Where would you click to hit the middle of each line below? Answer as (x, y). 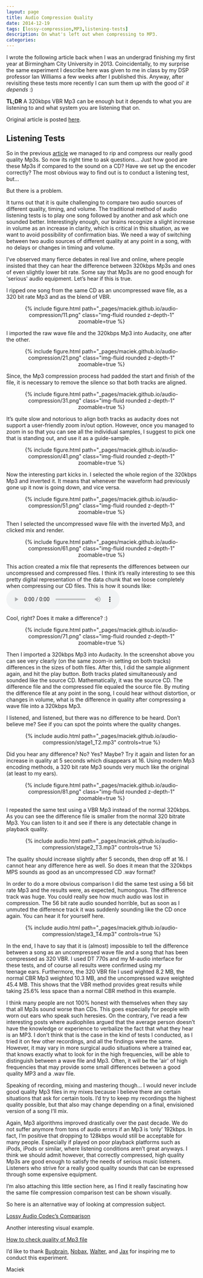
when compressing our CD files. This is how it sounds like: (79, 586)
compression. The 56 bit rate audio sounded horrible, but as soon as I (93, 903)
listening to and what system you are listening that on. (73, 108)
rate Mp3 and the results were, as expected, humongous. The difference (97, 890)
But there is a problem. (35, 190)
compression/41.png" (55, 456)
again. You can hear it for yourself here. (56, 915)
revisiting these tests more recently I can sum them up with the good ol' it (98, 83)
